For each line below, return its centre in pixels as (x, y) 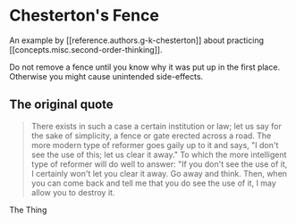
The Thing (28, 210)
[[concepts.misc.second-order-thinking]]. (86, 49)
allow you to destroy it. (73, 192)
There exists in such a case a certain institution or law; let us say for (156, 126)
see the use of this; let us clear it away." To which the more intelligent (159, 154)
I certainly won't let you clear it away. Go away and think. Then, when (159, 173)
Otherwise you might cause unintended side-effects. (106, 76)
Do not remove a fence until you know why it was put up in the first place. (144, 67)
